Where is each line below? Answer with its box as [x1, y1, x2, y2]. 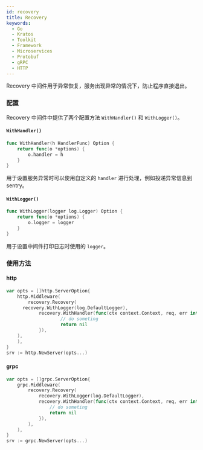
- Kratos [11, 31, 34, 37]
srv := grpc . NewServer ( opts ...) [6, 438, 88, 444]
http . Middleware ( [17, 294, 61, 300]
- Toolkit [11, 37, 36, 43]
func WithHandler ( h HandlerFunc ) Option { [6, 140, 115, 146]
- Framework [11, 43, 42, 49]
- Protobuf [11, 54, 39, 60]
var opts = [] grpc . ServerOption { [6, 376, 91, 382]
